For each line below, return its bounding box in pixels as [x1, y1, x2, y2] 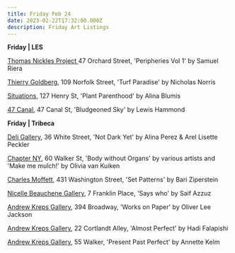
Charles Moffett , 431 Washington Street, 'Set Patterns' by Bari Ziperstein [7, 175, 219, 184]
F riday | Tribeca [7, 119, 55, 128]
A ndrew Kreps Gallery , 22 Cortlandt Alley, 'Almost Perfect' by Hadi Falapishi [7, 224, 229, 232]
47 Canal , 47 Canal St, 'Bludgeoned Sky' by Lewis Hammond [7, 106, 185, 114]
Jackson [7, 210, 33, 219]
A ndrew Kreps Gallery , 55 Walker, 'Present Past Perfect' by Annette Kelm [7, 238, 220, 247]
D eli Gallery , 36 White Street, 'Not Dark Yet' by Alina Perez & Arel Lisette [7, 133, 218, 142]
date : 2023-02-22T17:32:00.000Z [7, 17, 103, 24]
